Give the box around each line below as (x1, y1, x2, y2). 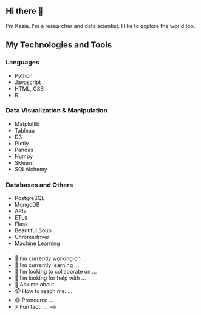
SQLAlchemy (14, 165, 47, 173)
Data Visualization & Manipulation (5, 106, 107, 115)
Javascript (14, 78, 41, 86)
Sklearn (14, 159, 34, 166)
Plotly (14, 139, 29, 147)
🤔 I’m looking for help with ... (14, 274, 86, 282)
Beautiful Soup (14, 227, 52, 234)
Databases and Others (5, 181, 73, 189)
